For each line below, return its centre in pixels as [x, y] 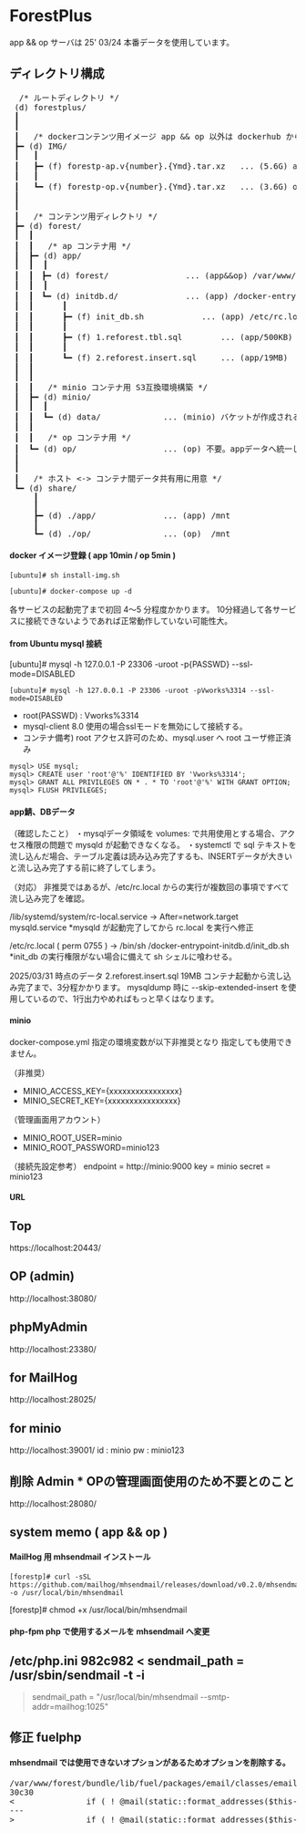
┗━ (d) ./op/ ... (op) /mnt [132, 533]
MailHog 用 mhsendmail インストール [81, 1557]
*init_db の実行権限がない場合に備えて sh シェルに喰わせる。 [123, 957]
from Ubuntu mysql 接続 [56, 643]
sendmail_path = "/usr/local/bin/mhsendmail [115, 1697]
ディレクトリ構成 [57, 74]
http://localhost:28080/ [53, 1504]
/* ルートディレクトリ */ [69, 98]
